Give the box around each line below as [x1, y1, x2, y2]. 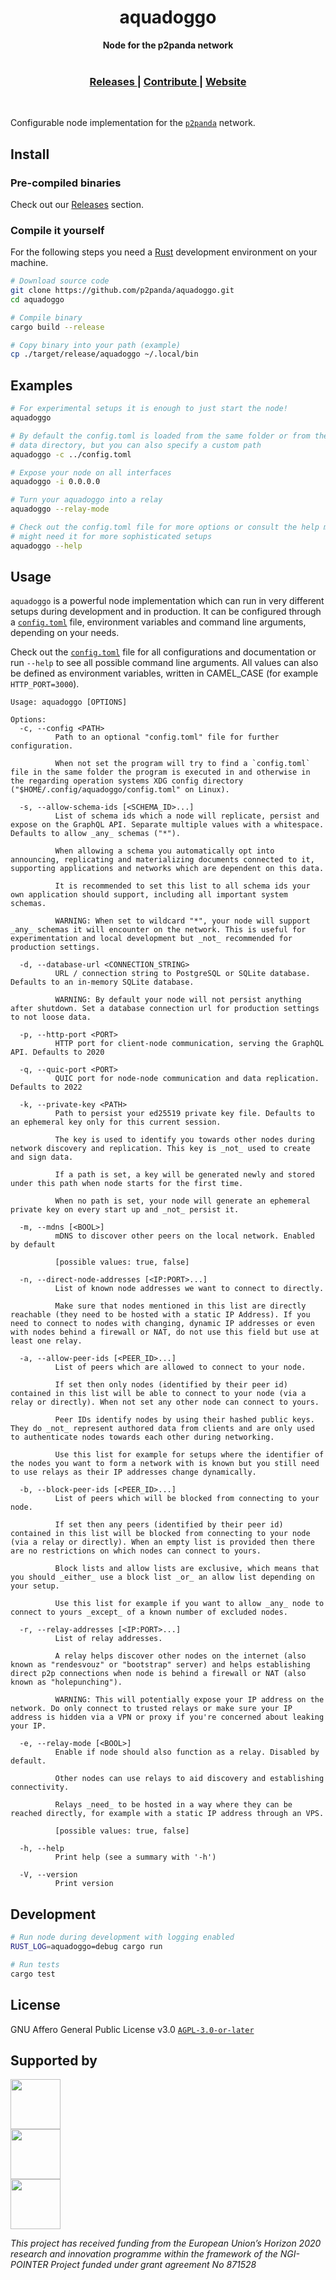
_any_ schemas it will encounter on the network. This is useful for [10, 925, 307, 935]
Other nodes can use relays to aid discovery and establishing [54, 1774, 325, 1784]
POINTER [10, 2259, 49, 2271]
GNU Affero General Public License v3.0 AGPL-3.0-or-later [10, 2023, 255, 2035]
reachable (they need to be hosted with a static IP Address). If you [10, 1310, 311, 1320]
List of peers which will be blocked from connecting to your [54, 1494, 320, 1504]
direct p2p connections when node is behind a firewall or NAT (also [10, 1669, 307, 1679]
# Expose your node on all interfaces [10, 467, 172, 478]
